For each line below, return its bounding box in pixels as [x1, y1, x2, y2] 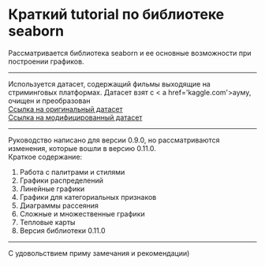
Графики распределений [19, 175, 104, 185]
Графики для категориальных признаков [19, 192, 157, 201]
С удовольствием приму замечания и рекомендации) [8, 248, 190, 257]
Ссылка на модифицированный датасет [8, 113, 143, 122]
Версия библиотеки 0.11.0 [19, 226, 106, 235]
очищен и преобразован [8, 96, 91, 105]
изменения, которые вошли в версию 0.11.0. [8, 143, 156, 153]
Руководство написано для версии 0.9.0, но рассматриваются [8, 135, 220, 145]
